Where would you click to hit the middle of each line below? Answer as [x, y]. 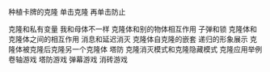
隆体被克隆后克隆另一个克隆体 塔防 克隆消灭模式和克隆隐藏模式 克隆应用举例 [135, 49]
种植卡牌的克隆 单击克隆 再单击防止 [67, 12]
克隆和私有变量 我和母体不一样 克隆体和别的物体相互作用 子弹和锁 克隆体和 [133, 29]
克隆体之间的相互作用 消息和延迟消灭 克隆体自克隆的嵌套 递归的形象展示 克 [133, 39]
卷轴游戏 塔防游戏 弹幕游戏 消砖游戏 [68, 59]
